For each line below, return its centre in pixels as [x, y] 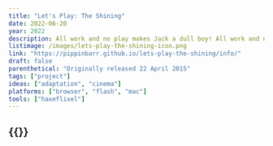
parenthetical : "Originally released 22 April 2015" [100, 69]
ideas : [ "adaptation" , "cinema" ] [65, 84]
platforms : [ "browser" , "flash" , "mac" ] [78, 91]
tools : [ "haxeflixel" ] [47, 99]
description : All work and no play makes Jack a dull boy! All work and [134, 39]
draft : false [30, 62]
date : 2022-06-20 [38, 24]
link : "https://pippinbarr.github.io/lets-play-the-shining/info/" [125, 54]
